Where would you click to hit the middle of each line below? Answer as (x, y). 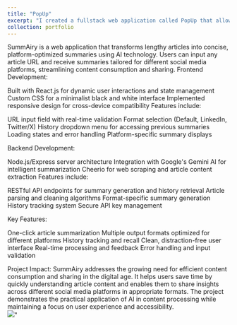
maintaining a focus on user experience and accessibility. (91, 307)
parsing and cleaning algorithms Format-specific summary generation (109, 198)
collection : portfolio (41, 27)
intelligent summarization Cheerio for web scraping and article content (110, 170)
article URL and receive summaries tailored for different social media (107, 62)
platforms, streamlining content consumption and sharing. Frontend (105, 70)
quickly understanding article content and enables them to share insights (113, 284)
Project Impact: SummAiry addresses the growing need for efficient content (117, 269)
